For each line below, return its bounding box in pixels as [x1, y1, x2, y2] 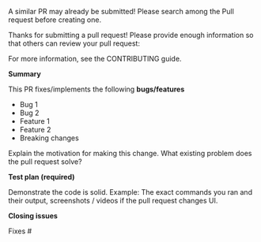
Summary [8, 69, 41, 78]
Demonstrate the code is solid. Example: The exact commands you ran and [8, 188, 253, 196]
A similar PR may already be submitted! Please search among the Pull [8, 7, 235, 16]
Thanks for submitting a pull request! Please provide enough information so [8, 31, 254, 39]
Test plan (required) [8, 173, 75, 181]
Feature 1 [19, 117, 50, 125]
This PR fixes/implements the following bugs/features [8, 84, 185, 94]
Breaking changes [19, 133, 79, 143]
